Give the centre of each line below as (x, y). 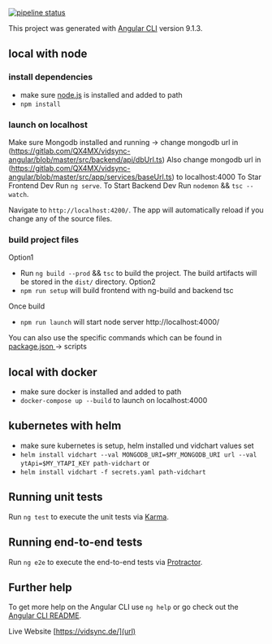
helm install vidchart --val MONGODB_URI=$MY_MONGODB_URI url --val (138, 455)
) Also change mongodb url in (212, 160)
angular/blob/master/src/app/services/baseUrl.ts (90, 177)
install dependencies (51, 77)
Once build (27, 306)
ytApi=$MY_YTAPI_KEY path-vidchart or (85, 462)
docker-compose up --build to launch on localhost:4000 (114, 401)
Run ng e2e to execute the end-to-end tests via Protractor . (106, 562)
